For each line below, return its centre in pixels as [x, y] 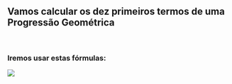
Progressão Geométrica [61, 23]
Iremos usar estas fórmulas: [57, 58]
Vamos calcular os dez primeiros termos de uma [116, 12]
